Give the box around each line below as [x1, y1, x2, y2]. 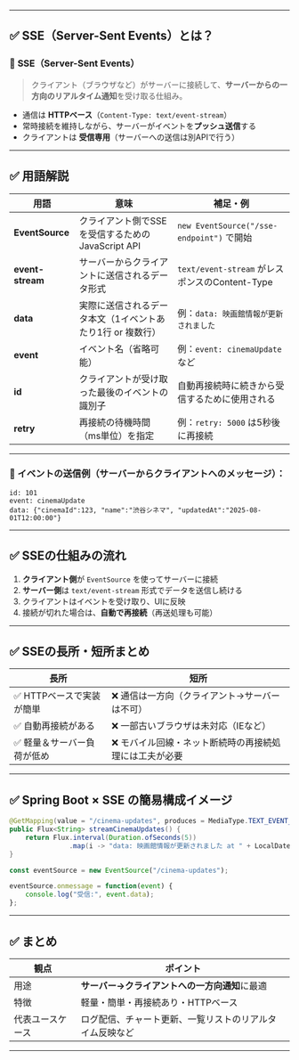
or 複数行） [114, 326, 162, 338]
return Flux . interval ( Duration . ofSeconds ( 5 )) [25, 833, 198, 842]
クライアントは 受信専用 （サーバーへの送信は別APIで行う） [21, 131, 240, 143]
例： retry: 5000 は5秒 [177, 416, 271, 428]
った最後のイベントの [78, 386, 169, 398]
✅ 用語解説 [9, 168, 69, 183]
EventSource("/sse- [195, 220, 279, 231]
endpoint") [177, 232, 223, 243]
